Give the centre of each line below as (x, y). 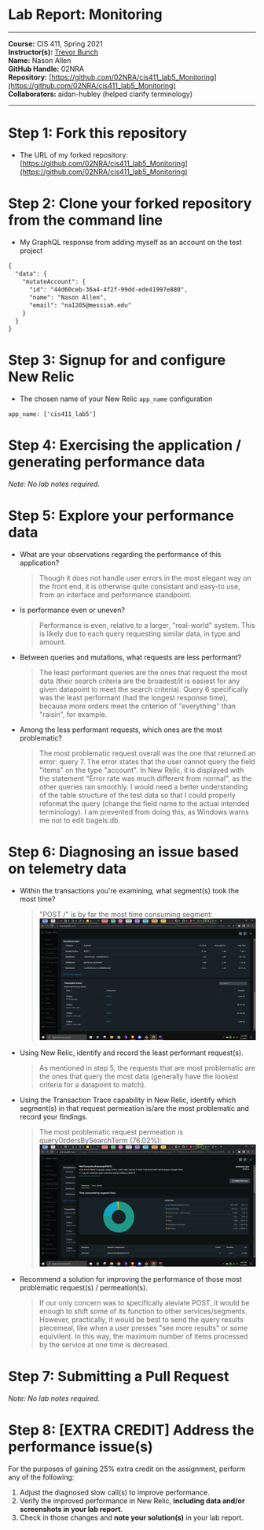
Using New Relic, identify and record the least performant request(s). (131, 1053)
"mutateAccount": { (54, 281)
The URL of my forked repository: (73, 154)
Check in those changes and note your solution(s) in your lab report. (131, 1517)
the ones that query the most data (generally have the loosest (139, 1076)
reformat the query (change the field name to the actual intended (144, 803)
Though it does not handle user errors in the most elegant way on (145, 577)
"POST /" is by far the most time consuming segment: (126, 914)
